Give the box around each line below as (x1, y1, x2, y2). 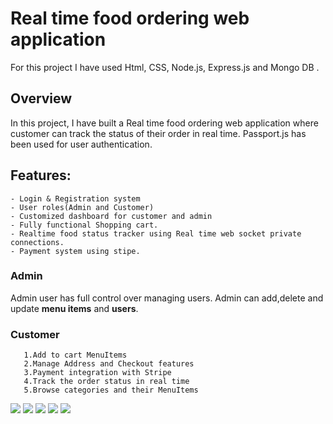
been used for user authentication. (10, 138, 153, 150)
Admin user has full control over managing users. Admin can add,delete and (10, 292, 324, 304)
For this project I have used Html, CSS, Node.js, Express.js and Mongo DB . (10, 61, 320, 73)
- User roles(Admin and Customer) (10, 202, 155, 212)
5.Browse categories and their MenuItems (23, 385, 199, 396)
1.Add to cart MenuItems (23, 350, 128, 361)
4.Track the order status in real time (23, 377, 190, 387)
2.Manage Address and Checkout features (23, 359, 195, 369)
